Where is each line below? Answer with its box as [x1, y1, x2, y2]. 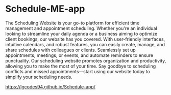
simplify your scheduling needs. [5, 74, 72, 80]
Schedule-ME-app [5, 3, 85, 15]
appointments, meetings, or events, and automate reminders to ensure [5, 52, 154, 58]
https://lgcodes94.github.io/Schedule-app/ [5, 83, 96, 89]
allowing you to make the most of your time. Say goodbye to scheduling [5, 63, 156, 69]
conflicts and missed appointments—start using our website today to [5, 68, 150, 74]
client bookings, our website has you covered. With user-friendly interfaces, [5, 36, 165, 42]
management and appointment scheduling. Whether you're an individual [5, 25, 157, 31]
